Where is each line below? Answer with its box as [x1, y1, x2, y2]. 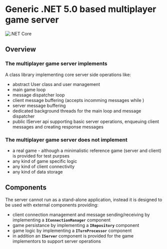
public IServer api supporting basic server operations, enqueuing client [12, 118, 159, 124]
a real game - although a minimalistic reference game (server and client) [12, 147, 161, 153]
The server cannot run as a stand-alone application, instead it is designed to [5, 196, 162, 202]
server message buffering [12, 102, 66, 108]
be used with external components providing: [5, 201, 98, 208]
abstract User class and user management [12, 81, 100, 87]
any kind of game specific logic [12, 158, 77, 164]
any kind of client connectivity [12, 163, 75, 169]
